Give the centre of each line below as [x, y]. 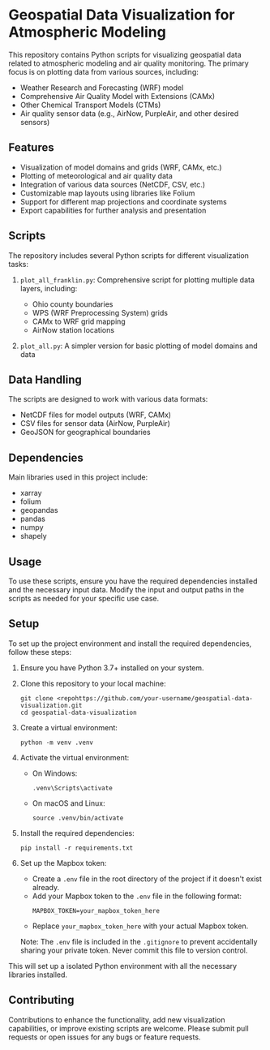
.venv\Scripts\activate [73, 788]
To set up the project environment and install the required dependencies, [130, 643]
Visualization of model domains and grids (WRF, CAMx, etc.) [121, 167]
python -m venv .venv [56, 742]
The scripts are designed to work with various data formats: [108, 399]
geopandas [39, 510]
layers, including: [49, 288]
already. [45, 887]
